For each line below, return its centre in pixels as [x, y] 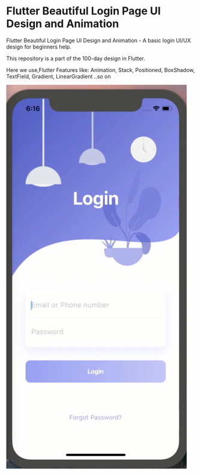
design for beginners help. [39, 47]
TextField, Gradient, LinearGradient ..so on [58, 76]
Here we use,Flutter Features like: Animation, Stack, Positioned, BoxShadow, [100, 70]
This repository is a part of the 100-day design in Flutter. [76, 58]
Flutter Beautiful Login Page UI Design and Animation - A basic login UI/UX [98, 40]
